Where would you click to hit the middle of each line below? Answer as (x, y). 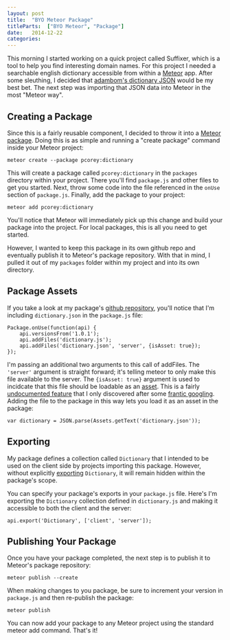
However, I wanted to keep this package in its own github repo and (101, 248)
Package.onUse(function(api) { (52, 328)
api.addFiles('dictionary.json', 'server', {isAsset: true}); (110, 346)
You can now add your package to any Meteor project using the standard (111, 623)
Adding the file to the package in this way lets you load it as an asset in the (113, 401)
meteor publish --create (43, 578)
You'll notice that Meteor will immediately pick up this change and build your (115, 220)
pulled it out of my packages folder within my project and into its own (103, 262)
